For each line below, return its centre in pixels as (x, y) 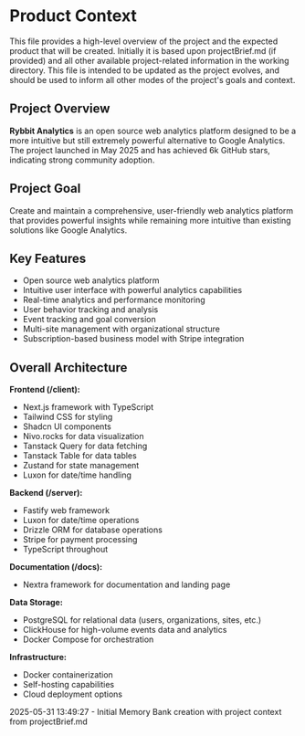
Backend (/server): (46, 493)
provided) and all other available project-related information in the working (149, 60)
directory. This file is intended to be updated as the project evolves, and (145, 70)
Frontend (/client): (45, 390)
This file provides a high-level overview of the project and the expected (144, 41)
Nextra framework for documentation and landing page (126, 584)
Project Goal (45, 189)
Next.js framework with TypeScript (88, 407)
